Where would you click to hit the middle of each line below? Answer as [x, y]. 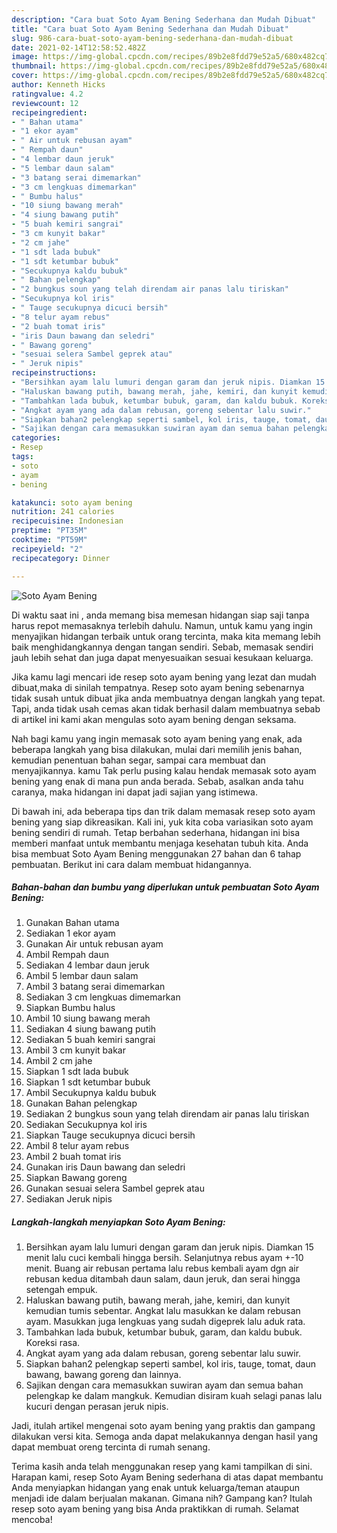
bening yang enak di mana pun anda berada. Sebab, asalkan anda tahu [157, 781]
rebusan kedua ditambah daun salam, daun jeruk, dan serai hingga [163, 1279]
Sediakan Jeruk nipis [69, 1199]
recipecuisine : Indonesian [67, 521]
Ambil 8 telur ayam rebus [77, 1146]
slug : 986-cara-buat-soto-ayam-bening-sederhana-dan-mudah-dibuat [152, 38]
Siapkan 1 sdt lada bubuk [77, 1072]
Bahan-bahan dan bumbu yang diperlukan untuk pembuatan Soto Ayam [165, 887]
